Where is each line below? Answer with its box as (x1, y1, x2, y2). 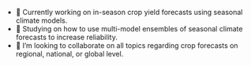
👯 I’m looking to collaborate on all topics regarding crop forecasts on (15, 41, 238, 50)
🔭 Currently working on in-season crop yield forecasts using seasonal (15, 8, 243, 16)
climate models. (15, 16, 68, 25)
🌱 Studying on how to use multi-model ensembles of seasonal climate (15, 24, 243, 33)
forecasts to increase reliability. (15, 32, 118, 42)
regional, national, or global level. (15, 49, 124, 58)
